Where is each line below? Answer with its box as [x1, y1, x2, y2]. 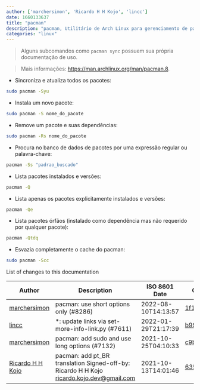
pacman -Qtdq [6, 235, 39, 241]
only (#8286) [55, 308, 93, 316]
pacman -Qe [6, 207, 33, 213]
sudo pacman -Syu [6, 88, 49, 94]
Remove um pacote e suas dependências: [14, 121, 118, 128]
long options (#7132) [55, 342, 116, 350]
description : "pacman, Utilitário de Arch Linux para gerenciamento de [6, 25, 187, 32]
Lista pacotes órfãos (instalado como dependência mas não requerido [14, 217, 187, 225]
